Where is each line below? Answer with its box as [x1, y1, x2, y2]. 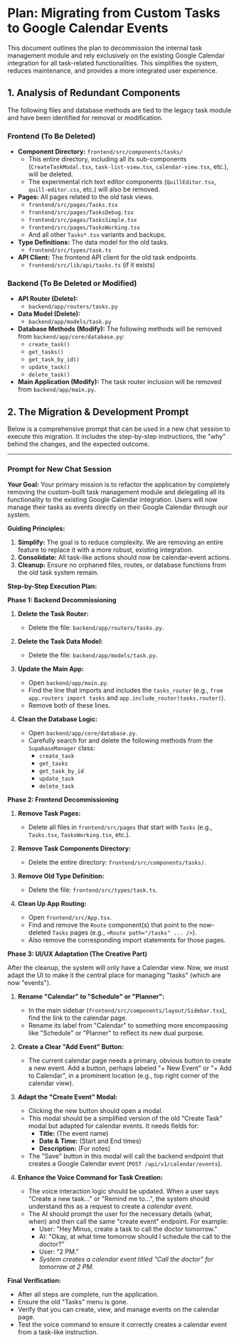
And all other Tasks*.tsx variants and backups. [28, 230, 166, 239]
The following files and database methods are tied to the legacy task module [7, 105, 232, 115]
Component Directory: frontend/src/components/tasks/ [17, 147, 184, 156]
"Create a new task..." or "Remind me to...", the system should [28, 1195, 210, 1203]
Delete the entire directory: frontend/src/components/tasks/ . [28, 858, 206, 867]
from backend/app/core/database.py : [17, 332, 125, 341]
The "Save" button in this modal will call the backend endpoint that [28, 1152, 224, 1161]
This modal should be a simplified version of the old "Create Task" [28, 1114, 223, 1123]
